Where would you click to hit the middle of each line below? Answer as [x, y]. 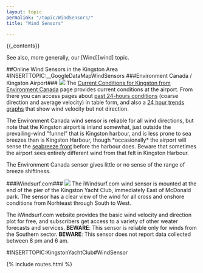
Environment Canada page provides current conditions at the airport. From [100, 89]
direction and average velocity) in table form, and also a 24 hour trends [95, 102]
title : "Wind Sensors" [35, 23]
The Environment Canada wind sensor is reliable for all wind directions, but [100, 121]
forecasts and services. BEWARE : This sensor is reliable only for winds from [102, 228]
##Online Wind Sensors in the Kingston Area [62, 69]
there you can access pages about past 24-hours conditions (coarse [92, 96]
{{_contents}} [23, 46]
